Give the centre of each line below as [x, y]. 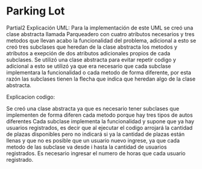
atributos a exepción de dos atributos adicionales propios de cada [88, 53]
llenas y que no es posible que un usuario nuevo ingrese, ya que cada [93, 140]
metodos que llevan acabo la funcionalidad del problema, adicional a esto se [101, 40]
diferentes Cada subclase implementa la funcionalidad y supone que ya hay [100, 121]
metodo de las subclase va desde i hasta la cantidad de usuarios [87, 147]
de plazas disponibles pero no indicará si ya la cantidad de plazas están [96, 134]
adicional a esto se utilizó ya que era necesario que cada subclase [89, 66]
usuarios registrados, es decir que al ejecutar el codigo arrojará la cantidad [99, 128]
